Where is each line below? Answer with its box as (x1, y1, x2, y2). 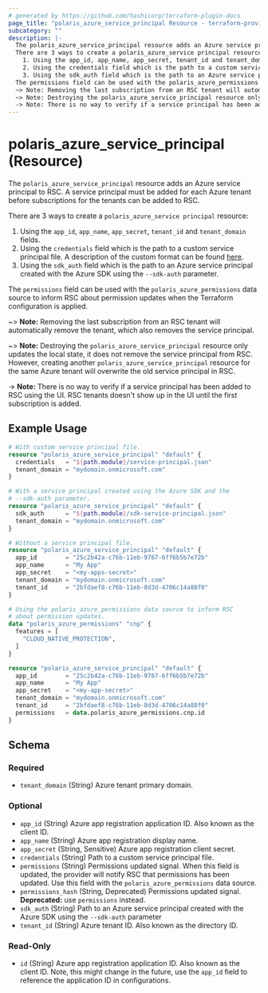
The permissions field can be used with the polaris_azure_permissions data (8, 284, 258, 294)
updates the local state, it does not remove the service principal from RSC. (8, 349, 253, 359)
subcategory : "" (8, 26, 62, 34)
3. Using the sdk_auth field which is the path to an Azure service (22, 71, 255, 79)
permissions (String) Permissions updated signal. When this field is (19, 860, 239, 871)
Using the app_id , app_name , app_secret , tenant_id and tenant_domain (19, 227, 246, 236)
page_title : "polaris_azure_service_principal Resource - (8, 19, 205, 27)
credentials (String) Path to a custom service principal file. (19, 852, 215, 862)
